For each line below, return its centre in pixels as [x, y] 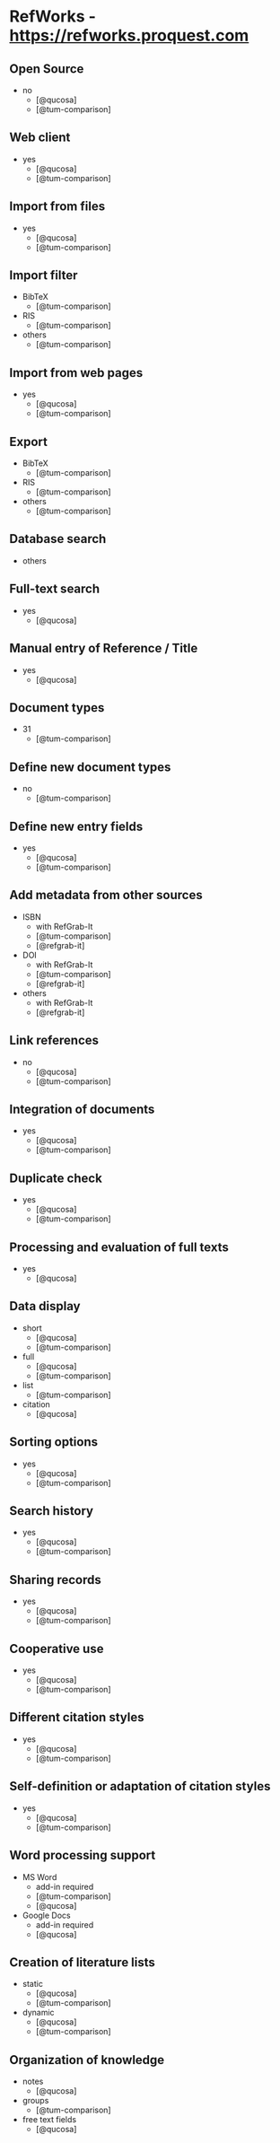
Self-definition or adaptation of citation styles [140, 1786]
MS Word [39, 1876]
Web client [40, 138]
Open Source [47, 69]
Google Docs [46, 1915]
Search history [52, 1511]
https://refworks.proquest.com [129, 35]
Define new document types [90, 767]
